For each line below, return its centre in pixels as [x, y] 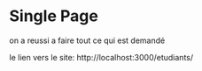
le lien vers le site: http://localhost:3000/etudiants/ [101, 57]
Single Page [54, 16]
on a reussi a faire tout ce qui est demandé [87, 40]
